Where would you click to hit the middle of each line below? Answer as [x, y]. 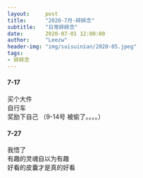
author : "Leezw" [38, 40]
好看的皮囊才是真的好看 [41, 167]
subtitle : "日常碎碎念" [43, 27]
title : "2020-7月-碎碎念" [51, 20]
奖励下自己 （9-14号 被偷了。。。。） [56, 117]
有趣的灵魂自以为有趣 [38, 159]
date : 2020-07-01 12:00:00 [56, 34]
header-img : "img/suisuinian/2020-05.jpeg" [72, 47]
